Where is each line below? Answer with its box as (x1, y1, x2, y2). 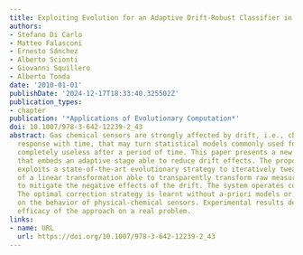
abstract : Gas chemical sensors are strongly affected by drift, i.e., (9, 131, 284, 140)
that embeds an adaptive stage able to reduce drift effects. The (17, 156, 272, 165)
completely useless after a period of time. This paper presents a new (17, 147, 293, 156)
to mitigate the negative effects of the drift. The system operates (17, 182, 284, 191)
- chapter (9, 106, 47, 115)
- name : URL (9, 223, 54, 232)
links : (9, 214, 34, 224)
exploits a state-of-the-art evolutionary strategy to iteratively (17, 165, 277, 174)
